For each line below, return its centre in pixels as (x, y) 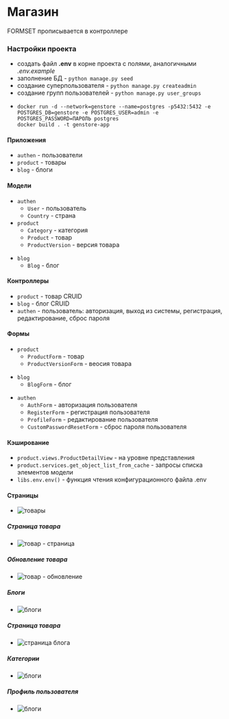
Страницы (23, 495)
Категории (23, 658)
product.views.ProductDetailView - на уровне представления (106, 458)
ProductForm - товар (56, 356)
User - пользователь (57, 208)
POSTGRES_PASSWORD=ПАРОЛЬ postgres (68, 119)
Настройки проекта (42, 49)
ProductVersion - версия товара (73, 244)
